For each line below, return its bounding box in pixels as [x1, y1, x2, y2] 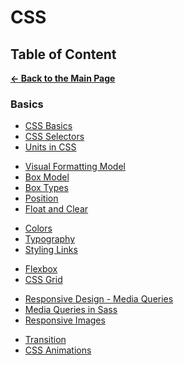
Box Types [24, 182, 69, 194]
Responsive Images [24, 314, 106, 326]
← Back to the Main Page [10, 72, 116, 84]
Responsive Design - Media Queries [24, 293, 174, 305]
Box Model [24, 171, 70, 183]
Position [24, 192, 59, 205]
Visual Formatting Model [24, 161, 126, 173]
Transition [24, 334, 67, 346]
